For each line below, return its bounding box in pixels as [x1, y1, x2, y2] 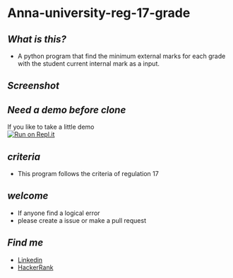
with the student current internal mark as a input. [17, 59, 160, 68]
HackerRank [17, 263, 54, 272]
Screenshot [7, 80, 60, 92]
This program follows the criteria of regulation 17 [17, 170, 159, 178]
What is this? [7, 33, 67, 45]
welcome [7, 190, 49, 202]
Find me [7, 237, 44, 249]
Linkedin [17, 255, 43, 264]
